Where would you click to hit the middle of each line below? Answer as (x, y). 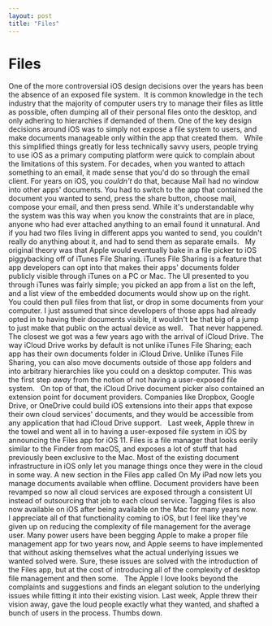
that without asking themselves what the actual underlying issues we (124, 553)
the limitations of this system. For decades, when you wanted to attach (127, 164)
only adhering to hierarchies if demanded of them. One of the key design (130, 121)
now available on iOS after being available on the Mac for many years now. (133, 510)
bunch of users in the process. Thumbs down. (85, 613)
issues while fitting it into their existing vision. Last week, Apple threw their (133, 596)
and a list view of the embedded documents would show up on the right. (130, 293)
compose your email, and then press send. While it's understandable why (131, 207)
